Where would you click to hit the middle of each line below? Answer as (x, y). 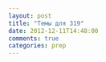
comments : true (34, 38)
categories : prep (37, 46)
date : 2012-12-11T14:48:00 (53, 31)
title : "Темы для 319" (46, 23)
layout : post (30, 16)
